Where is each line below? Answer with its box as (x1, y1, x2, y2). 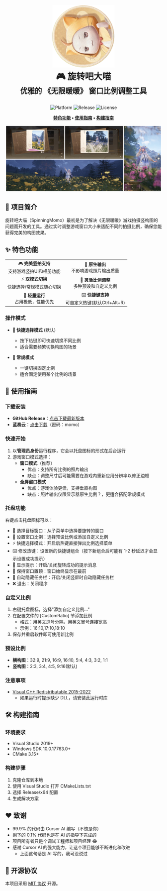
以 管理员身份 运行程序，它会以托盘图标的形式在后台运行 (12, 447, 126, 453)
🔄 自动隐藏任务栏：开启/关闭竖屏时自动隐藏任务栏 (12, 574, 114, 580)
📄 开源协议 (5, 866, 37, 875)
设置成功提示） (16, 556, 48, 561)
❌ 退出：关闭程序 (12, 580, 48, 586)
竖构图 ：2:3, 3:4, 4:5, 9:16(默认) (12, 664, 78, 669)
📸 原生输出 (84, 261, 106, 267)
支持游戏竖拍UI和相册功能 (8, 268, 61, 274)
